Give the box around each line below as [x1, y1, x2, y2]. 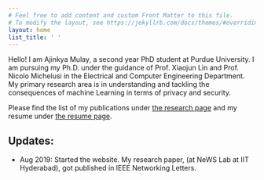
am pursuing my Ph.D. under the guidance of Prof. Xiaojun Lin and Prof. [8, 63, 240, 73]
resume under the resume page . [8, 111, 112, 121]
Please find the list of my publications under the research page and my [8, 103, 237, 113]
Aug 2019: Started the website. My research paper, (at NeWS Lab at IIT [19, 155, 249, 164]
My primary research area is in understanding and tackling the [8, 80, 210, 89]
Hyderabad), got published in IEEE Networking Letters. [19, 164, 196, 173]
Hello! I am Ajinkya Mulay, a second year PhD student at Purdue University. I [8, 55, 255, 64]
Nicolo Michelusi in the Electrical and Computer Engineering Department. [8, 71, 245, 81]
